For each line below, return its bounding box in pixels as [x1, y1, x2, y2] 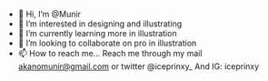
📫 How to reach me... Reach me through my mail [17, 48, 203, 58]
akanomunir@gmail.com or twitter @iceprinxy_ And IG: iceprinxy [17, 61, 260, 72]
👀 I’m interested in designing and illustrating [17, 18, 183, 29]
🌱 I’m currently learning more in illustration [17, 28, 177, 38]
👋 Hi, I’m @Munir [17, 9, 82, 19]
